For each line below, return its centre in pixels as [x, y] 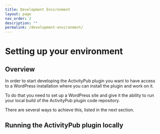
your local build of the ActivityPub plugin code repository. [63, 101]
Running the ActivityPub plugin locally [64, 125]
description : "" [21, 23]
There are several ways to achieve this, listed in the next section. [70, 110]
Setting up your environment [64, 52]
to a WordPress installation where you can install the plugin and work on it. [80, 86]
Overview [20, 69]
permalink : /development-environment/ [44, 28]
